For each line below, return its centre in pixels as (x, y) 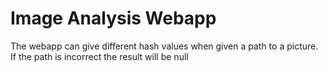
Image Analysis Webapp (113, 18)
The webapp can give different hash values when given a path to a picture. (164, 46)
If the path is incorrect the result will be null (99, 56)
